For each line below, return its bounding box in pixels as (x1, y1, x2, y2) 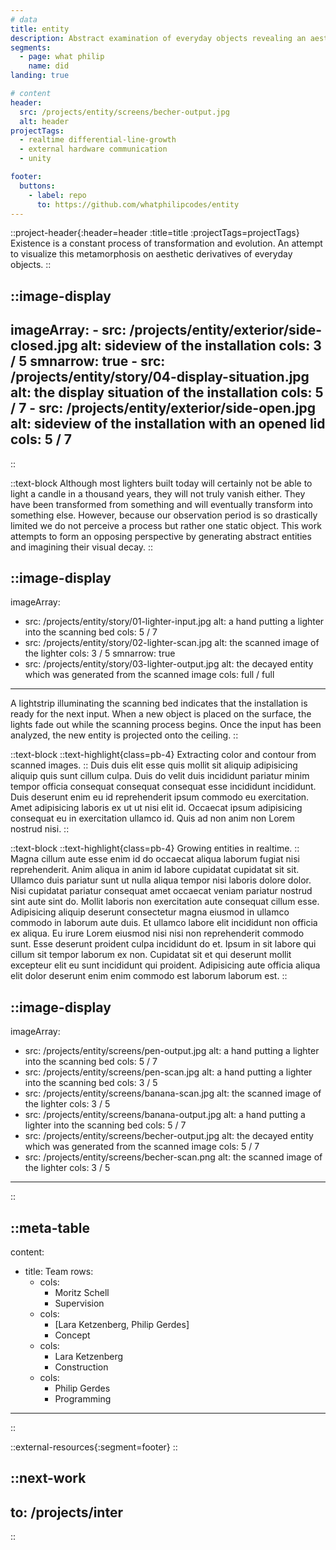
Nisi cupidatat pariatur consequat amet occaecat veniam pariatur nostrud (10, 885, 313, 897)
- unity (19, 154, 52, 164)
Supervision (54, 1297, 105, 1310)
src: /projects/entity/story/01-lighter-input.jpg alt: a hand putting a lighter (24, 616, 325, 628)
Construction (54, 1361, 109, 1373)
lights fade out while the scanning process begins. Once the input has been (10, 719, 322, 731)
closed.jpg (10, 337, 78, 355)
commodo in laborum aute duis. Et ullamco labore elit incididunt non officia (10, 917, 318, 929)
